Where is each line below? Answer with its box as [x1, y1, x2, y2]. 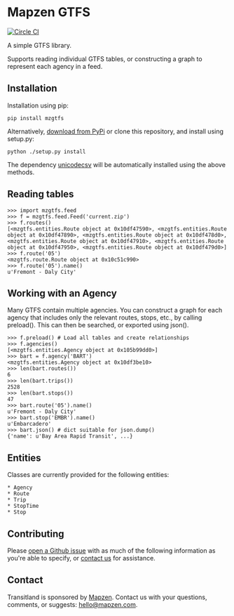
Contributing [7, 527, 64, 539]
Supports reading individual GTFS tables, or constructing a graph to [7, 54, 202, 63]
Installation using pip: [7, 101, 69, 110]
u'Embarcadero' [7, 421, 52, 428]
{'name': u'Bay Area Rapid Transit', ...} [7, 433, 133, 440]
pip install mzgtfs [7, 114, 64, 122]
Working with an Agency [7, 287, 117, 299]
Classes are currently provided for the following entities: [7, 471, 170, 479]
